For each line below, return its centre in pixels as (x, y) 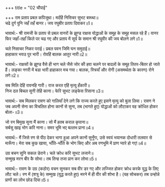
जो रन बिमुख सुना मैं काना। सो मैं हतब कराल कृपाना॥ (47, 122)
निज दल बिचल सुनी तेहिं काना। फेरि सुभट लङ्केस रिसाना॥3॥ (55, 91)
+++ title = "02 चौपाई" (26, 8)
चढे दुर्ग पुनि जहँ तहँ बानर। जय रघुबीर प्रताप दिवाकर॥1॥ (49, 23)
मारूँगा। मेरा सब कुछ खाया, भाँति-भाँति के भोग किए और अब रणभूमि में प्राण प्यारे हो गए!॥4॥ (76, 143)
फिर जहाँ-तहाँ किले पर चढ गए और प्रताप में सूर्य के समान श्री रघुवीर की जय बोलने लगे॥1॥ (74, 39)
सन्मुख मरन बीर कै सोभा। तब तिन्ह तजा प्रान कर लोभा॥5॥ (51, 159)
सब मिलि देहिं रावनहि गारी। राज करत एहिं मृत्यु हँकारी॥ (48, 85)
